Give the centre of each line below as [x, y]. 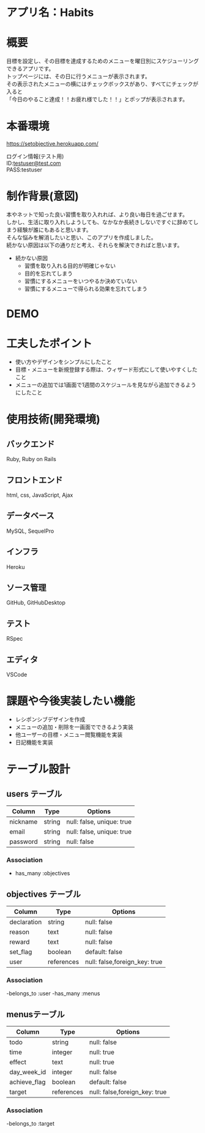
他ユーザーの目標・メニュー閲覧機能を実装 [69, 734]
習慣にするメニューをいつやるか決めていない [81, 281]
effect [18, 1062]
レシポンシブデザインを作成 [50, 719]
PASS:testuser [24, 170]
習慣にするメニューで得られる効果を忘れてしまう [86, 289]
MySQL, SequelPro [30, 531]
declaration [26, 922]
